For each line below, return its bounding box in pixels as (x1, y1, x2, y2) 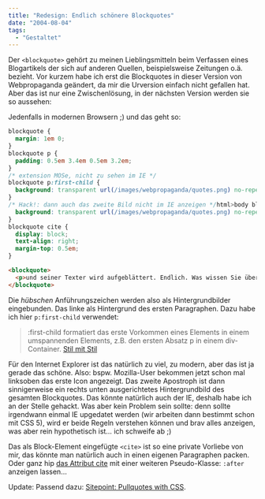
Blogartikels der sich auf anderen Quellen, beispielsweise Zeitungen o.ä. (8, 64, 243, 73)
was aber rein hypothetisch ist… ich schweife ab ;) (8, 426, 172, 436)
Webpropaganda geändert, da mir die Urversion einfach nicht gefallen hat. (8, 80, 250, 90)
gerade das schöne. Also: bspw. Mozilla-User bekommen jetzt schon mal (8, 367, 246, 377)
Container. (27, 344, 62, 353)
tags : (8, 26, 26, 34)
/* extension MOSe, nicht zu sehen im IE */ (8, 171, 157, 180)
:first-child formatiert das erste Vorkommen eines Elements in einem (27, 327, 250, 337)
